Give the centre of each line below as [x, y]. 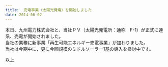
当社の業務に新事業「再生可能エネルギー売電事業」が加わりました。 [77, 42]
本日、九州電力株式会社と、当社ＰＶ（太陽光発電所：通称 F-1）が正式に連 [84, 30]
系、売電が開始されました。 [34, 36]
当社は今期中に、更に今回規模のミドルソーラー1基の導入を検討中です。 [79, 49]
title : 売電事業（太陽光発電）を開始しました [49, 10]
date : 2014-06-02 [24, 15]
